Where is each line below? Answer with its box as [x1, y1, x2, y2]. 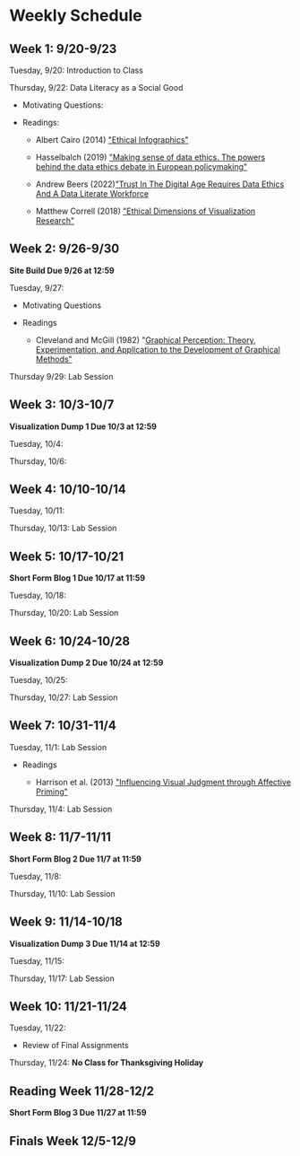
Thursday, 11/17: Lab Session [9, 973, 115, 984]
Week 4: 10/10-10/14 [9, 482, 127, 497]
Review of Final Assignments [21, 1040, 129, 1051]
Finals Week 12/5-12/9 [9, 1133, 137, 1149]
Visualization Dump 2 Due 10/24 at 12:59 [9, 657, 164, 669]
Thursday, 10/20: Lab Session [9, 608, 119, 618]
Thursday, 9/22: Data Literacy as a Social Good [9, 83, 184, 92]
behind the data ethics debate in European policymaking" [35, 162, 248, 171]
